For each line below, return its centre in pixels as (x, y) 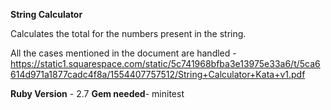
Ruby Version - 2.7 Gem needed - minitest (97, 93)
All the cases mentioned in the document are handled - (123, 53)
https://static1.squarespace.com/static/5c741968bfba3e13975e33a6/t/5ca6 (165, 63)
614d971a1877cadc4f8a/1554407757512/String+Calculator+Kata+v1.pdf (158, 74)
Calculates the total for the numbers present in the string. (128, 33)
